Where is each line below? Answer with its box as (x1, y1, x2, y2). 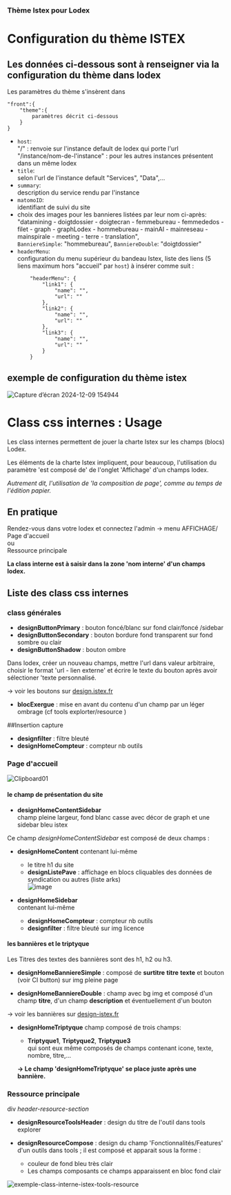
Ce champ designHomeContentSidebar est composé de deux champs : (7, 833, 210, 842)
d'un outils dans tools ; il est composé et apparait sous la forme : (17, 1146, 201, 1154)
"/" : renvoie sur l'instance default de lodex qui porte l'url (17, 144, 179, 152)
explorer (17, 1125, 41, 1134)
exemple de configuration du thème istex (7, 372, 188, 384)
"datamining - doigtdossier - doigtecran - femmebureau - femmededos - (17, 217, 224, 226)
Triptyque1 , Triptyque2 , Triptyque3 (27, 1036, 131, 1045)
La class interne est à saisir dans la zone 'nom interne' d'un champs (7, 560, 205, 568)
